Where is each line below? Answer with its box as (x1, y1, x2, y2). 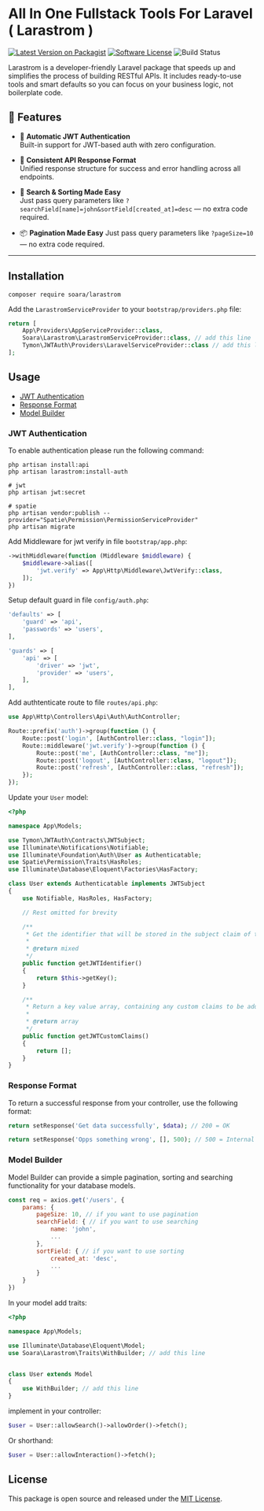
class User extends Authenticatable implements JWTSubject (8, 880, 206, 888)
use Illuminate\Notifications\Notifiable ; (8, 843, 149, 851)
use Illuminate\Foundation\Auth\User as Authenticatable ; (8, 851, 202, 859)
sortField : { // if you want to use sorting (36, 1247, 185, 1255)
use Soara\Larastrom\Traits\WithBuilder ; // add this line (8, 1349, 206, 1357)
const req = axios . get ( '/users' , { (8, 1196, 125, 1204)
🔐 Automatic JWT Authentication (19, 131, 131, 141)
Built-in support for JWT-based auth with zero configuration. (19, 139, 216, 150)
